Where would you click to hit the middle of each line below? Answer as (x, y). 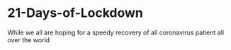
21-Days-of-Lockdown (75, 13)
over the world (29, 39)
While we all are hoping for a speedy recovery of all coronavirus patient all (116, 32)
